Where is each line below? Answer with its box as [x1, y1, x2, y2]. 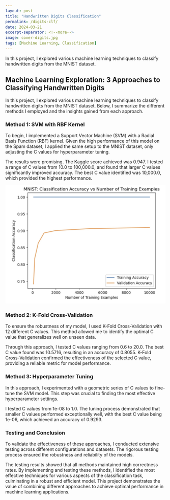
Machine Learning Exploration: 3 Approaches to [5, 76, 160, 84]
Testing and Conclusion [5, 429, 65, 436]
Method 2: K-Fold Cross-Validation [5, 312, 93, 319]
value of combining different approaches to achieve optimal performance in [5, 484, 164, 489]
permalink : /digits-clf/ [5, 19, 58, 24]
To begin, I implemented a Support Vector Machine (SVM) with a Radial [5, 132, 154, 138]
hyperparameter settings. [5, 396, 59, 402]
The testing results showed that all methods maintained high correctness [5, 462, 158, 468]
